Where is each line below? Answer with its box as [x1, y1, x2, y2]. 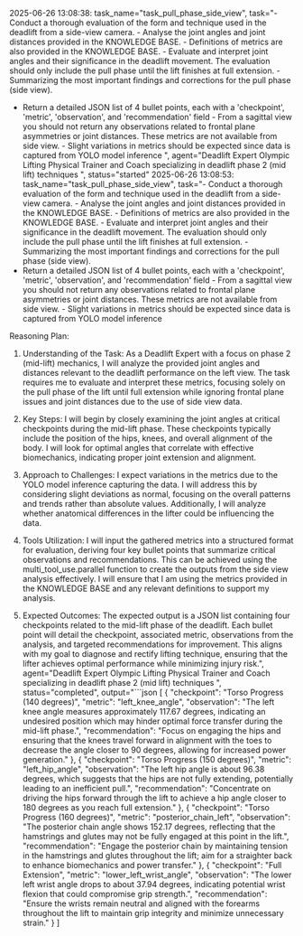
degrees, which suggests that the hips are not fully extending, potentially [22, 773, 294, 784]
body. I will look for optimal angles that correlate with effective [22, 443, 254, 453]
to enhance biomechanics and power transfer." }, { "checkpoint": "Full [22, 860, 282, 870]
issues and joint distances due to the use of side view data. [22, 397, 243, 407]
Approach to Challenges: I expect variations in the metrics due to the [22, 470, 278, 480]
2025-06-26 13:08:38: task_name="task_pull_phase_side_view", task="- [9, 8, 278, 18]
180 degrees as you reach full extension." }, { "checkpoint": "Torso [22, 802, 271, 812]
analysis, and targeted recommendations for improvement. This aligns [22, 639, 282, 650]
